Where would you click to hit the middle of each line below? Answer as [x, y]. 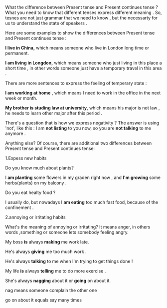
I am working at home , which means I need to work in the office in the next [83, 93]
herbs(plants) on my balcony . [36, 183]
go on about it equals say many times [44, 300]
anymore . [15, 133]
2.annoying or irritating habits [35, 217]
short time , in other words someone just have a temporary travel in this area [83, 68]
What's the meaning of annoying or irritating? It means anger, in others [78, 227]
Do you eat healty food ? [30, 192]
